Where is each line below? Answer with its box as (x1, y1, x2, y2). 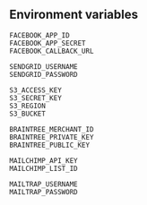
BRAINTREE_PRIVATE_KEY (9, 132, 94, 141)
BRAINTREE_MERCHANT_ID (9, 124, 94, 133)
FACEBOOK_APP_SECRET (9, 38, 87, 47)
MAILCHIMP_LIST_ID (9, 164, 78, 173)
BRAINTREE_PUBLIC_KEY (9, 141, 91, 149)
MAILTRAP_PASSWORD (9, 187, 78, 196)
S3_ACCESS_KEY (9, 85, 63, 95)
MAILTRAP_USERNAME (9, 179, 78, 189)
